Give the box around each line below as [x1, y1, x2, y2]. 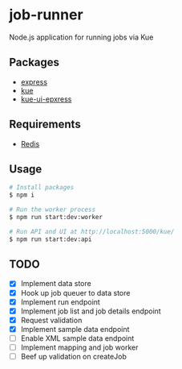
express [20, 77, 47, 86]
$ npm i [9, 191, 35, 199]
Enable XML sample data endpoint [20, 333, 135, 343]
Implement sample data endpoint [20, 324, 130, 334]
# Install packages [9, 184, 75, 192]
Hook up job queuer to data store [20, 288, 131, 297]
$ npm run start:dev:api [9, 235, 92, 243]
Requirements [9, 118, 81, 131]
